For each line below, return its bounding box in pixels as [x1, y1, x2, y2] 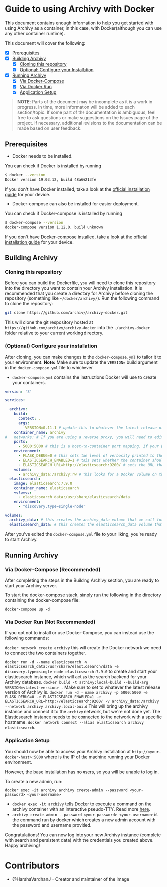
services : [5, 398, 26, 403]
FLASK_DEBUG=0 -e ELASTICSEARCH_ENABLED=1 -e [5, 695, 101, 700]
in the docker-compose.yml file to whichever [5, 364, 93, 370]
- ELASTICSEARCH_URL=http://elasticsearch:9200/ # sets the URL [18, 462, 155, 467]
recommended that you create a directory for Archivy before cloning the [5, 290, 153, 296]
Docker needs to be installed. [12, 153, 73, 159]
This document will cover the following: [5, 40, 85, 46]
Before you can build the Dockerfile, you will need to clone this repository [5, 280, 156, 286]
